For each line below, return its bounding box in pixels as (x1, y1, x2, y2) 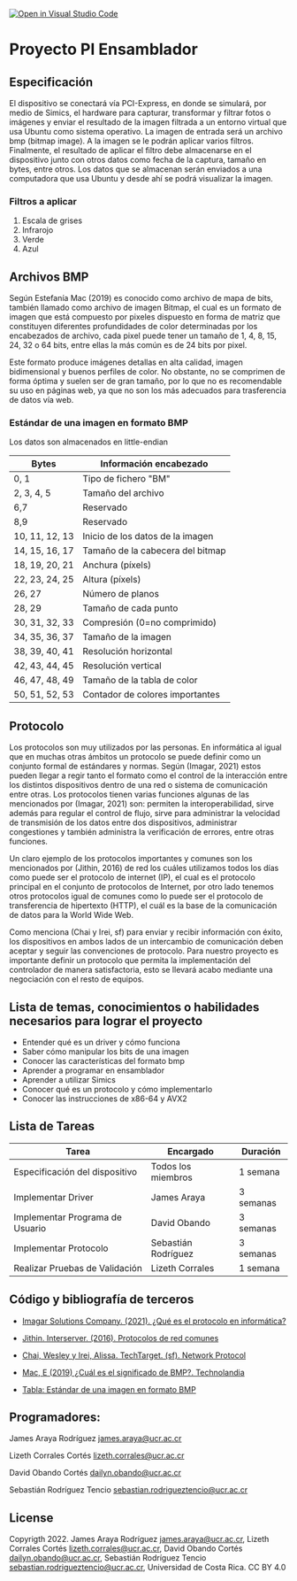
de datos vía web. (9, 395, 74, 405)
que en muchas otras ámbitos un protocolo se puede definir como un (9, 752, 262, 762)
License (9, 1510, 54, 1525)
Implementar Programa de (13, 1211, 122, 1223)
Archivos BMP (9, 269, 89, 284)
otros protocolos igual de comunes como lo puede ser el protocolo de (9, 891, 263, 902)
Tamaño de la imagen (82, 631, 172, 644)
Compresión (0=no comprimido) (82, 616, 217, 629)
